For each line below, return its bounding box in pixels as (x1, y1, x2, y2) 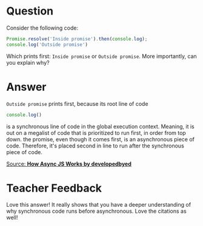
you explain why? (6, 59, 50, 66)
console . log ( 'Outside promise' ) (6, 41, 88, 48)
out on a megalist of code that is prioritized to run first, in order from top (6, 129, 186, 137)
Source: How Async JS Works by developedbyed (6, 160, 132, 167)
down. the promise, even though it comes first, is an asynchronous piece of (6, 135, 195, 143)
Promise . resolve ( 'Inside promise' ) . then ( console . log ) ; (6, 36, 148, 42)
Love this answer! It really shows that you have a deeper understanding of (6, 201, 191, 208)
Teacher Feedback (6, 181, 102, 195)
